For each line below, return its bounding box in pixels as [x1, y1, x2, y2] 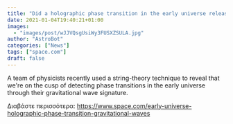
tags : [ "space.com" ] [7, 49, 67, 56]
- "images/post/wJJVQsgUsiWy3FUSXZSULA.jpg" [13, 29, 144, 37]
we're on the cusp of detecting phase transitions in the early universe [7, 81, 206, 90]
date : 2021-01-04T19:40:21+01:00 [7, 17, 104, 23]
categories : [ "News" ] [7, 42, 70, 49]
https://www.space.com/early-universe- [76, 101, 192, 110]
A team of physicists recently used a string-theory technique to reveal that [7, 74, 220, 82]
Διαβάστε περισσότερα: [7, 101, 76, 110]
